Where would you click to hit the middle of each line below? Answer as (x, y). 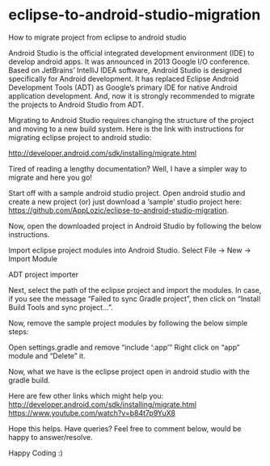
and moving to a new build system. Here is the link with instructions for (127, 129)
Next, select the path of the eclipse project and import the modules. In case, (135, 290)
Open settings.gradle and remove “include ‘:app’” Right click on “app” (124, 347)
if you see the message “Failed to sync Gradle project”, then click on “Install (135, 299)
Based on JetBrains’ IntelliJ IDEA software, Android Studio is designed (125, 70)
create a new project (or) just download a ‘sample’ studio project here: (125, 201)
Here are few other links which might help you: (86, 396)
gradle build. (30, 380)
